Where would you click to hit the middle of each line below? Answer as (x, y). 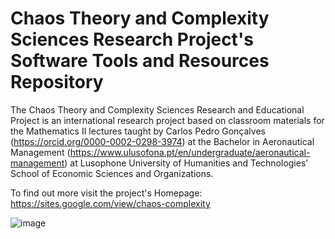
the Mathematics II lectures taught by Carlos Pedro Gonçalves (138, 131)
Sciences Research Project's (132, 39)
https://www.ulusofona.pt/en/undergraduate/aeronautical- (190, 152)
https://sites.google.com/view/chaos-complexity (110, 203)
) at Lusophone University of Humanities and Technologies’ (186, 163)
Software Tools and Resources (140, 61)
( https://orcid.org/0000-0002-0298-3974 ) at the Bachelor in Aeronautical (162, 141)
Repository (57, 82)
